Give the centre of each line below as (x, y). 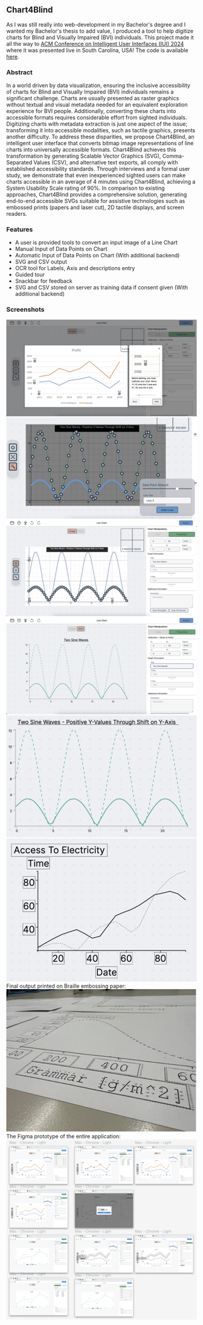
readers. (17, 214)
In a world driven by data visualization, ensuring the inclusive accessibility (98, 85)
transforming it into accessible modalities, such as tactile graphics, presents (101, 131)
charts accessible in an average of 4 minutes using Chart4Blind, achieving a (101, 182)
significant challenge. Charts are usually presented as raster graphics (93, 98)
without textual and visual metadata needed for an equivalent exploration (97, 105)
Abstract (20, 72)
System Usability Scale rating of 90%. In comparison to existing (85, 188)
